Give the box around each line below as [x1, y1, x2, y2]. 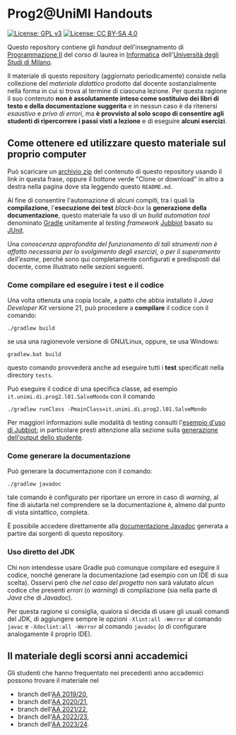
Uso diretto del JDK [7, 547, 76, 557]
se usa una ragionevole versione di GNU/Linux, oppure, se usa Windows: [7, 337, 220, 346]
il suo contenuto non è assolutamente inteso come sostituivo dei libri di [7, 94, 219, 103]
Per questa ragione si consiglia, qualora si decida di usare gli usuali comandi [7, 607, 230, 615]
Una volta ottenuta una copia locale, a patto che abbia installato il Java [7, 296, 213, 304]
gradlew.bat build [7, 351, 61, 358]
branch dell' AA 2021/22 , [17, 705, 88, 714]
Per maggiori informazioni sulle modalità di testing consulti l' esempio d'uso [7, 418, 226, 427]
